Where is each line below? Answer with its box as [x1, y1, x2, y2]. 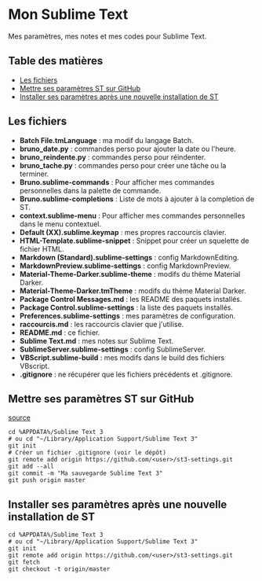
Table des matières [8, 54, 104, 68]
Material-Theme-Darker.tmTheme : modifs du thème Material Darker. [19, 285, 246, 296]
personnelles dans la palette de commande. [19, 186, 162, 195]
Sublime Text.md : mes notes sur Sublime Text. [19, 336, 174, 345]
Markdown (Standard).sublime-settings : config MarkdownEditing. [19, 252, 239, 262]
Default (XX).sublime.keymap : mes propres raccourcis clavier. [19, 227, 227, 237]
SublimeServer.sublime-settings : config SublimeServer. [19, 344, 206, 354]
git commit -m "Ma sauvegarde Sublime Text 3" [8, 469, 163, 477]
